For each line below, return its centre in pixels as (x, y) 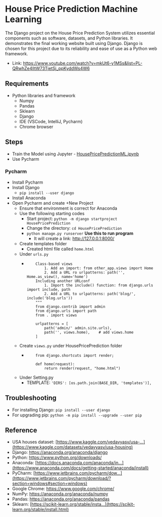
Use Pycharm (26, 159)
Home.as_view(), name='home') (57, 277)
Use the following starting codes (52, 213)
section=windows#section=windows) (50, 484)
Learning (24, 19)
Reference (21, 430)
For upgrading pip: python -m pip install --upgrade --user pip (77, 415)
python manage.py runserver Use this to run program (80, 233)
